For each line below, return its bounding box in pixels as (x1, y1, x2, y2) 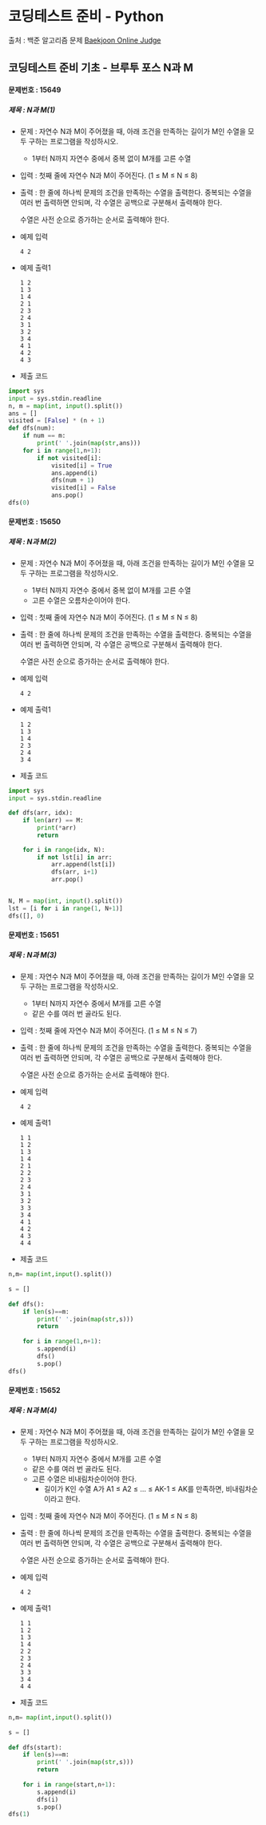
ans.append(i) (50, 469, 98, 477)
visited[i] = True (50, 462, 113, 470)
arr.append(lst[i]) (50, 861, 116, 869)
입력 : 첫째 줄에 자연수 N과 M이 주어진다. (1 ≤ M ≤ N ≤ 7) (19, 1026, 198, 1036)
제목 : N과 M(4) (8, 1405, 58, 1415)
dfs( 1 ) (8, 1811, 30, 1819)
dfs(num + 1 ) (50, 476, 94, 485)
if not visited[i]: (37, 454, 102, 462)
